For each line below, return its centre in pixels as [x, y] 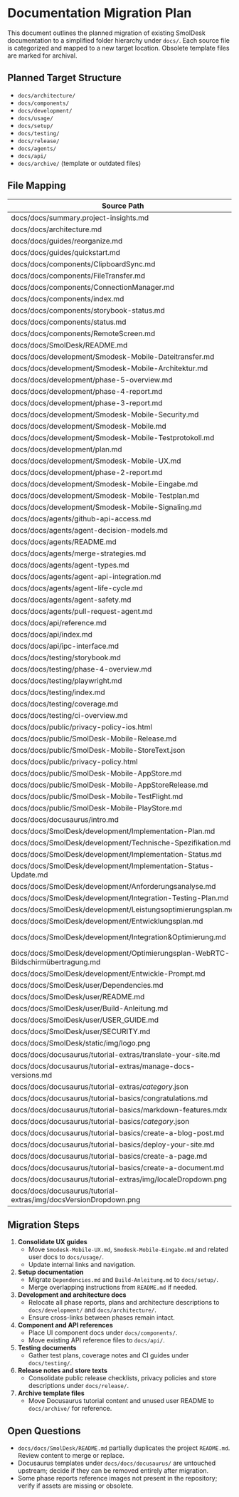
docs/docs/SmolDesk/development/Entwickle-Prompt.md [108, 974]
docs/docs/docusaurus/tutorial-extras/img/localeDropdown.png [119, 1179]
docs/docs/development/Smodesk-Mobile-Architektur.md [110, 368]
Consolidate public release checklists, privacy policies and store [122, 1378]
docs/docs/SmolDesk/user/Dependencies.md [87, 985]
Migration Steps [44, 1225]
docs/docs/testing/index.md [58, 692]
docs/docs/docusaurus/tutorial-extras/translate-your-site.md [116, 1054]
